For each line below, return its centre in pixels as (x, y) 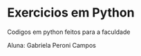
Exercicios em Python (71, 13)
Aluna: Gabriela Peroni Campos (52, 45)
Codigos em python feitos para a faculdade (69, 32)
